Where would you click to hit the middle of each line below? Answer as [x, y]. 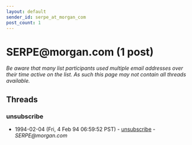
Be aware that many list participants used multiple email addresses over [95, 68]
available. [18, 81]
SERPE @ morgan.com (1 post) [80, 52]
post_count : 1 [24, 22]
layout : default [26, 12]
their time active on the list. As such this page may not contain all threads [96, 75]
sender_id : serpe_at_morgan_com [46, 17]
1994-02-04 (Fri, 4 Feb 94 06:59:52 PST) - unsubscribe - [85, 129]
